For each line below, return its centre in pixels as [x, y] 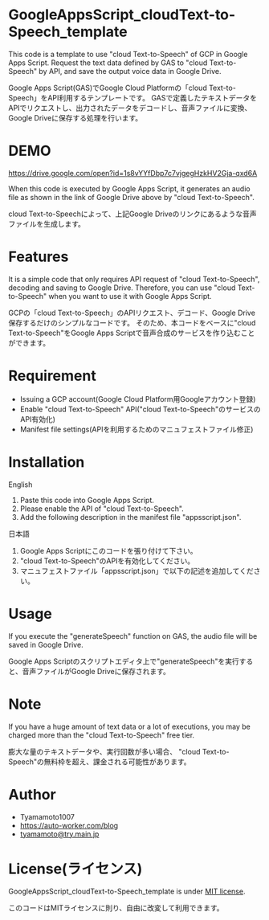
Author [32, 794]
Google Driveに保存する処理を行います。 [75, 117]
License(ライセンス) [75, 869]
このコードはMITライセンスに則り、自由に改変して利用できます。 [116, 908]
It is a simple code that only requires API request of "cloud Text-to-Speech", [134, 279]
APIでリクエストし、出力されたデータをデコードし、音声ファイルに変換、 [130, 108]
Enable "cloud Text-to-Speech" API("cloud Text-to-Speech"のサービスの [140, 409]
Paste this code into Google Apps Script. [87, 500]
